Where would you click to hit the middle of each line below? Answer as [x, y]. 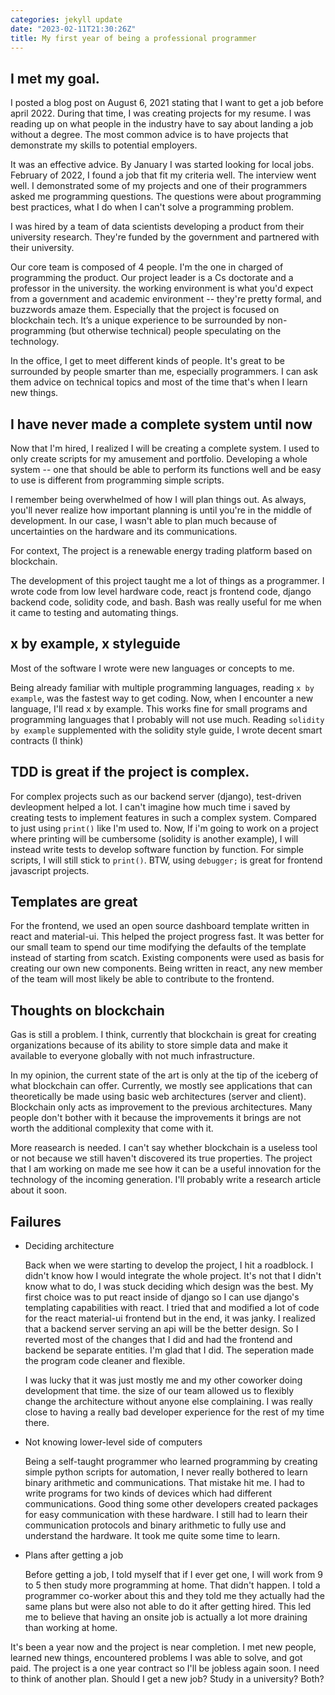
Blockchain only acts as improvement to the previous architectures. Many [161, 1107]
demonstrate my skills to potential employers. [104, 145]
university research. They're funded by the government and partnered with [165, 237]
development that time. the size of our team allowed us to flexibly [159, 1391]
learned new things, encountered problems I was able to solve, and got [156, 1658]
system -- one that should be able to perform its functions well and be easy [166, 469]
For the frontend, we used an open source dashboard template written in [160, 926]
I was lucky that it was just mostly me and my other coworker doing [163, 1380]
